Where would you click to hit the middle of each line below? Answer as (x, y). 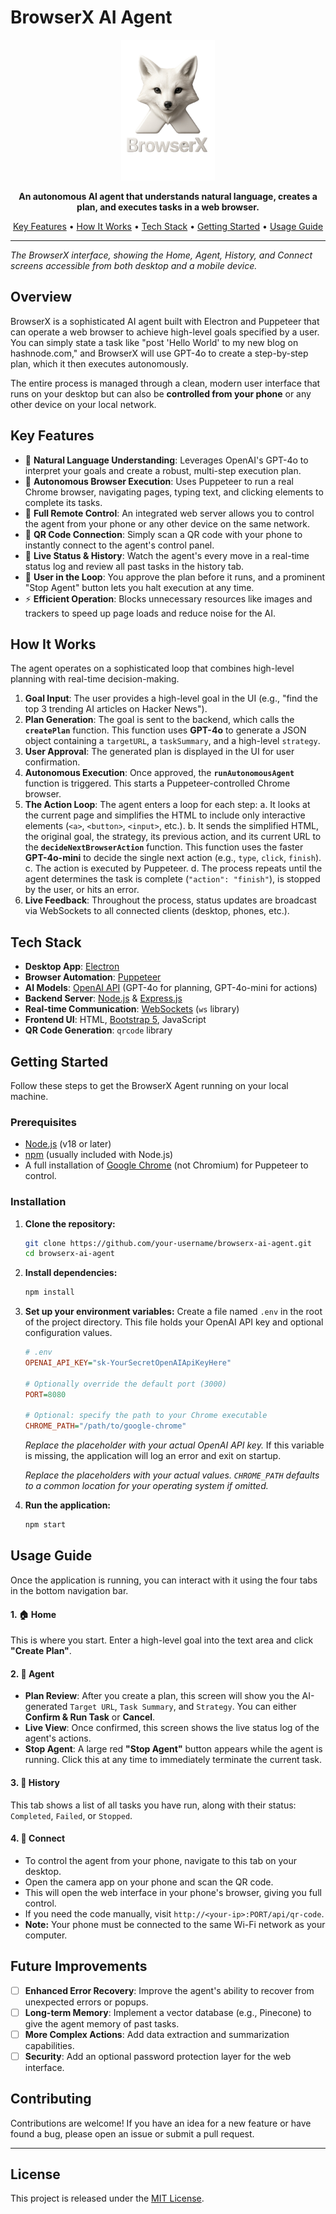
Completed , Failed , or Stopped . (71, 1815)
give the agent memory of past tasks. (102, 2023)
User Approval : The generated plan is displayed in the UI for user (159, 752)
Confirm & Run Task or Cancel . (90, 1717)
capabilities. (49, 2045)
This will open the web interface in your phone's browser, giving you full (173, 1892)
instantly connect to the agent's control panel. (119, 545)
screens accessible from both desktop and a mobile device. (134, 265)
